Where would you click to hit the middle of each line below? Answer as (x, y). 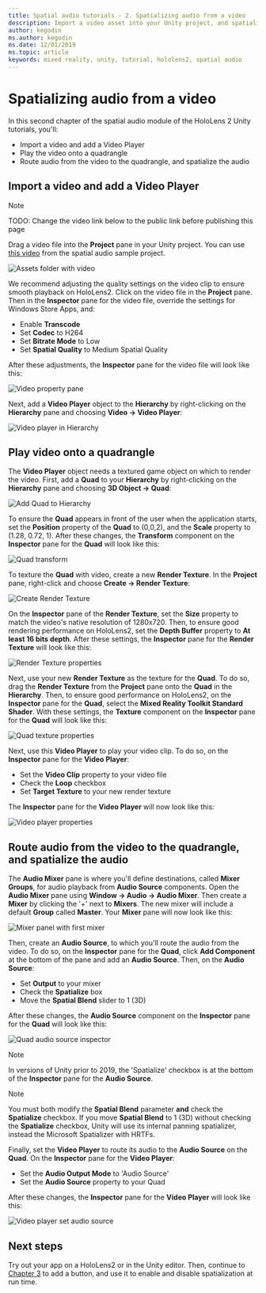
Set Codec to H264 (51, 333)
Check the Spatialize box (61, 992)
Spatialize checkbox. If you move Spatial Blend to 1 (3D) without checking (130, 1118)
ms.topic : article (38, 52)
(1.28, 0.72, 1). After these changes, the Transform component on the (122, 536)
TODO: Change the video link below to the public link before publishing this (131, 221)
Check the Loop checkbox (63, 783)
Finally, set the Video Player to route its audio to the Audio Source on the (128, 1150)
